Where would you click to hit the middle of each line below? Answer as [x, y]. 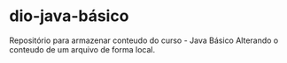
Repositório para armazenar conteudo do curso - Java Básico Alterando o [144, 40]
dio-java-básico [69, 16]
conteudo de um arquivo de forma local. [82, 49]
